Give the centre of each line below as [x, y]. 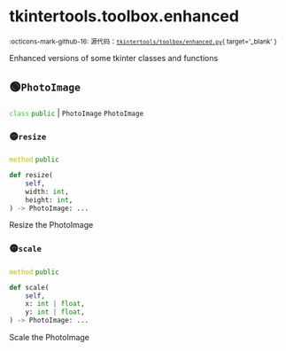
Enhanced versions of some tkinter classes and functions [114, 58]
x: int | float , [55, 304]
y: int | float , [55, 312]
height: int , [49, 200]
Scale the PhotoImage [50, 338]
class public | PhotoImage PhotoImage [77, 113]
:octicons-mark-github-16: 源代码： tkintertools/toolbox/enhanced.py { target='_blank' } [143, 42]
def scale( [29, 287]
